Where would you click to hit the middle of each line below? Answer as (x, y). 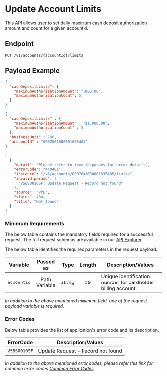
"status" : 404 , (30, 197)
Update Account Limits (53, 9)
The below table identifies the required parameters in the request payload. (81, 249)
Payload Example (32, 71)
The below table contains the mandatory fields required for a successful (79, 234)
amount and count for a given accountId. (47, 28)
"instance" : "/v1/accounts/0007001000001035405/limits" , (74, 174)
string (68, 282)
